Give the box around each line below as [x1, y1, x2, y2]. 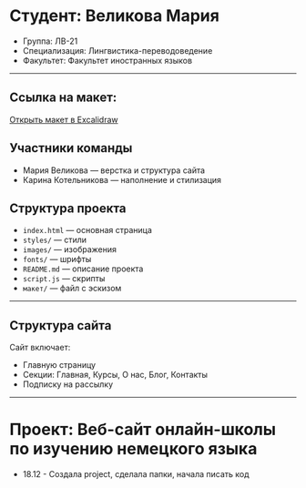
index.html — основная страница [22, 225, 153, 236]
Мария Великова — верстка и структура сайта [22, 165, 206, 176]
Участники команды [9, 140, 133, 156]
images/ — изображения [22, 244, 117, 255]
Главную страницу [22, 360, 97, 371]
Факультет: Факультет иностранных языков [22, 55, 193, 66]
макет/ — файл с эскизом [22, 283, 122, 294]
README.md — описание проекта [22, 263, 144, 274]
